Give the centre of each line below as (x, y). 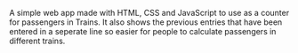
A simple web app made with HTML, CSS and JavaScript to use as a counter (149, 13)
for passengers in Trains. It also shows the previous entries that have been (146, 22)
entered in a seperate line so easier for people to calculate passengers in (143, 31)
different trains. (37, 41)
